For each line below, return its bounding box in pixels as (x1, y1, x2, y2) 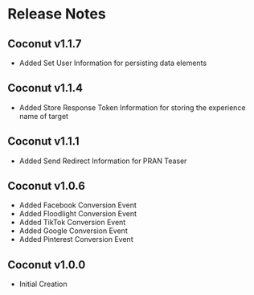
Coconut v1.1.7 (7, 37, 82, 51)
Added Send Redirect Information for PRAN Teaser (18, 156, 187, 166)
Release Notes (7, 5, 106, 23)
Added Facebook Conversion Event (18, 200, 137, 210)
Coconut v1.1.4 (7, 81, 84, 95)
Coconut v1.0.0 (7, 258, 86, 272)
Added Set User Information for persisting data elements (18, 58, 207, 68)
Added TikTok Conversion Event (18, 218, 126, 227)
